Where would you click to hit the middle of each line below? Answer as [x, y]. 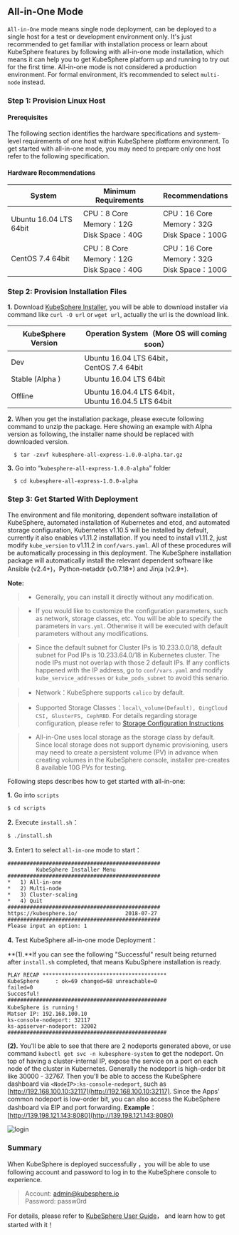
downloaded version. [38, 442]
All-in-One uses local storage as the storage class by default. [125, 737]
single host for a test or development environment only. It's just [100, 36]
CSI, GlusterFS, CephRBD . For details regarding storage [116, 715]
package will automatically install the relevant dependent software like [110, 560]
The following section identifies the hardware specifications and [101, 133]
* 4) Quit [25, 901]
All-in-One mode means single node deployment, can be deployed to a [112, 29]
